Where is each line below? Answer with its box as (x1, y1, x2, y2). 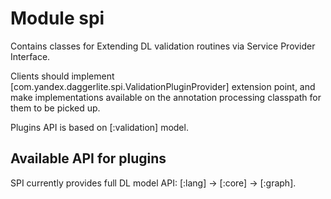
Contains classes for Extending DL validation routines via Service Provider (10, 40, 316, 52)
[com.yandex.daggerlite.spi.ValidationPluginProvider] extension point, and (10, 80, 316, 92)
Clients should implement (10, 70, 115, 82)
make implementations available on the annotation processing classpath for (10, 91, 322, 103)
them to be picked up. (10, 102, 101, 114)
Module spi (10, 7, 105, 30)
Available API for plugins (10, 150, 167, 167)
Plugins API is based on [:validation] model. (10, 121, 189, 133)
